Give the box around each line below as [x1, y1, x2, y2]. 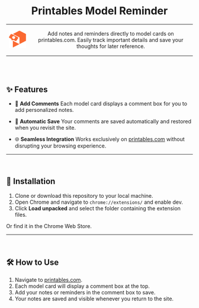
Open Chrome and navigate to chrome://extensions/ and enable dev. [14, 198, 184, 206]
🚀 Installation [6, 177, 56, 187]
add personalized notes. [14, 107, 74, 113]
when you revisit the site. [14, 124, 76, 131]
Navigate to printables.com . [14, 276, 83, 283]
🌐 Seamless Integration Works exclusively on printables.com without [14, 136, 185, 143]
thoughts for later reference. [76, 43, 145, 50]
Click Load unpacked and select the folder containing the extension [14, 204, 181, 211]
